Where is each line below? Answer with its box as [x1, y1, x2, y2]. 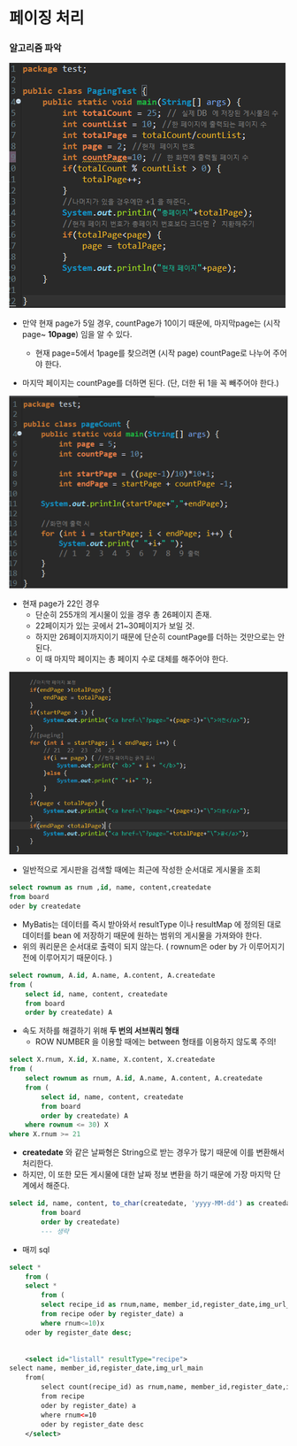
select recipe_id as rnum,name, [41, 1300, 161, 1310]
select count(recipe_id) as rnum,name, [41, 1382, 188, 1392]
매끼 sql [21, 1244, 50, 1255]
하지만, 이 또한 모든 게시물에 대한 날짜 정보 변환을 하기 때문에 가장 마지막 [21, 1169, 272, 1180]
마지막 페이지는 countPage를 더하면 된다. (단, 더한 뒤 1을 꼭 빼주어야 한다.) [21, 378, 280, 388]
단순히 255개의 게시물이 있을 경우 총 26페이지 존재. [34, 609, 212, 619]
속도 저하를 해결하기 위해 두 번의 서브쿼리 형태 [21, 1026, 179, 1036]
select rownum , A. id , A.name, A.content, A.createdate [9, 971, 216, 980]
